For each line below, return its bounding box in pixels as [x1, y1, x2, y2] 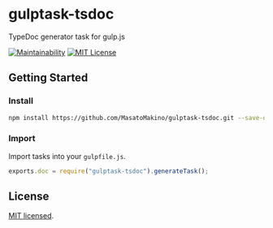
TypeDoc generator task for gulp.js [8, 32, 126, 41]
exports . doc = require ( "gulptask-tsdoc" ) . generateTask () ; [8, 167, 209, 175]
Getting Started [8, 71, 89, 85]
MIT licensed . [8, 211, 54, 221]
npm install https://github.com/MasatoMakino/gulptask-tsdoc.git [8, 114, 234, 122]
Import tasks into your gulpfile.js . [8, 151, 126, 161]
